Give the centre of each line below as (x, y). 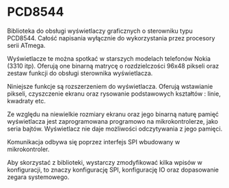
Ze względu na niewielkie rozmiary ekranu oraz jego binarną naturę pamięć (113, 114)
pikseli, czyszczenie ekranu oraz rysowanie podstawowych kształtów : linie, (114, 94)
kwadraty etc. (27, 100)
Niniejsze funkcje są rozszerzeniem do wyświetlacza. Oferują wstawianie (110, 86)
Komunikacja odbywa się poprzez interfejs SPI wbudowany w (94, 142)
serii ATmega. (26, 45)
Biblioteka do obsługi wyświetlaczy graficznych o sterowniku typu (100, 31)
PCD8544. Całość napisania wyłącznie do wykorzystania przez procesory (111, 38)
